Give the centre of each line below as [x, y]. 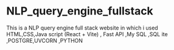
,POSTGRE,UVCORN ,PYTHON [45, 40]
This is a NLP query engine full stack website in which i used [82, 28]
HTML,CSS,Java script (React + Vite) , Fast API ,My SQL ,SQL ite [87, 34]
